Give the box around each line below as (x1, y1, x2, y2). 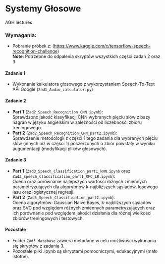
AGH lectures (5, 19, 32, 25)
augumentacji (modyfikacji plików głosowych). (12, 146, 108, 152)
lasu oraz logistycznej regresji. (12, 189, 75, 195)
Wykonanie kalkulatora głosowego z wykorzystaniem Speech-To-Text (12, 81, 155, 87)
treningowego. (12, 124, 42, 130)
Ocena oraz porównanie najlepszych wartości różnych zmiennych (12, 178, 147, 184)
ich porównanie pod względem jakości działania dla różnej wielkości (12, 210, 152, 216)
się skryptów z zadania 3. (12, 243, 65, 249)
